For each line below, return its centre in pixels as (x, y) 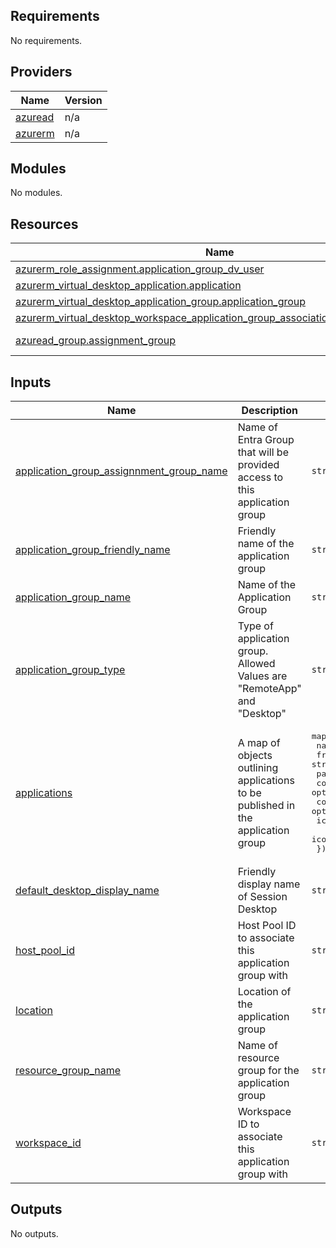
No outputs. (34, 1233)
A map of (259, 742)
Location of (264, 992)
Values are (262, 676)
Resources (44, 224)
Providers (41, 72)
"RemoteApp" (269, 689)
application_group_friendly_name (93, 550)
